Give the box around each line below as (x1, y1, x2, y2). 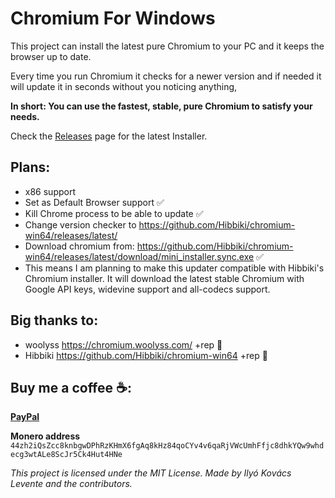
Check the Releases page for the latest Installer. (10, 130, 208, 142)
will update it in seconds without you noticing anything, (10, 80, 238, 92)
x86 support (24, 185, 76, 197)
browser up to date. (10, 50, 92, 62)
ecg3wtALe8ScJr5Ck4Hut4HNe (10, 450, 123, 460)
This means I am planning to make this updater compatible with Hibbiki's (24, 262, 325, 274)
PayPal (10, 411, 40, 423)
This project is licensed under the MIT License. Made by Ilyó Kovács (10, 467, 292, 479)
